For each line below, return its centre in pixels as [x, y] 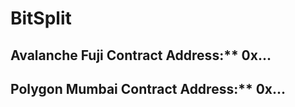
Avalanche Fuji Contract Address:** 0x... [141, 55]
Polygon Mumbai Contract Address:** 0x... [148, 88]
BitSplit [41, 18]
